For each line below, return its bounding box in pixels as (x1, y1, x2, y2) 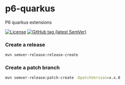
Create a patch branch (5, 64, 60, 71)
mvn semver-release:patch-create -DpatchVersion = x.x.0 (5, 75, 121, 81)
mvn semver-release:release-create (5, 52, 79, 57)
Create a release (5, 41, 45, 48)
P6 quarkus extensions (5, 19, 52, 25)
